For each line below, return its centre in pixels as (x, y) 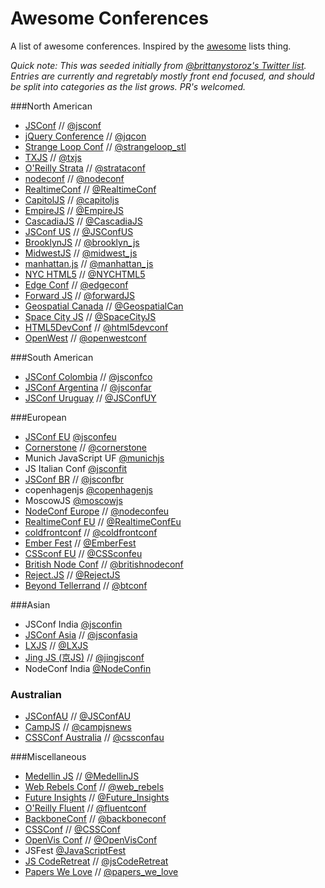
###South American (52, 357)
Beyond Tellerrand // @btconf (86, 585)
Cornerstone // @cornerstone (86, 447)
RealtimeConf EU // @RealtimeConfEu (103, 521)
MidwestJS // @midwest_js (81, 253)
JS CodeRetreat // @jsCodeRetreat (96, 861)
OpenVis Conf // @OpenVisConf (91, 840)
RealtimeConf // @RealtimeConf (90, 189)
